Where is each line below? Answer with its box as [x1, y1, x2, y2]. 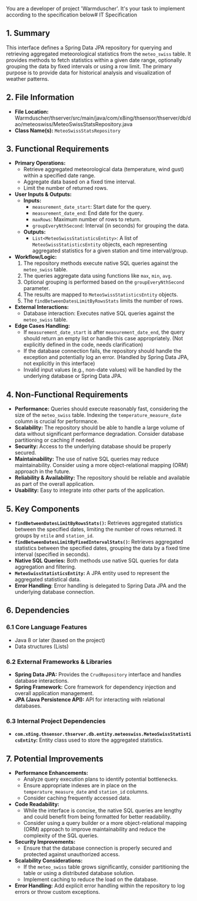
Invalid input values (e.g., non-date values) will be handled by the [23, 366, 182, 373]
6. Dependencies [6, 606, 69, 616]
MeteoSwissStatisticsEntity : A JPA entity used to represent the [14, 570, 170, 577]
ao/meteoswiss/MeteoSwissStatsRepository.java [14, 120, 133, 127]
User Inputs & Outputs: [14, 191, 72, 198]
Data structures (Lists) [14, 643, 69, 650]
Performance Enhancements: [14, 770, 88, 777]
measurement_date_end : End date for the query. [32, 209, 144, 217]
